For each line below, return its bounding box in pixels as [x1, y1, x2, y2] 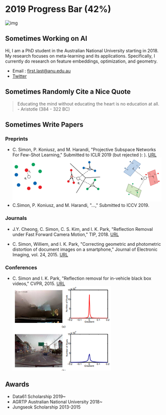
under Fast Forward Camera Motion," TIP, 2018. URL [12, 231, 119, 237]
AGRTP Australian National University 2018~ [12, 399, 103, 405]
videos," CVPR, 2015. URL [12, 280, 65, 287]
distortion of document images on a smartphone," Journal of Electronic [12, 246, 158, 252]
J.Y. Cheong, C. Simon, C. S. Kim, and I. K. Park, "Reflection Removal [12, 226, 153, 232]
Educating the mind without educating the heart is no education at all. [17, 101, 160, 106]
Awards [5, 380, 30, 389]
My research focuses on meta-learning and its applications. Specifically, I [5, 53, 155, 59]
